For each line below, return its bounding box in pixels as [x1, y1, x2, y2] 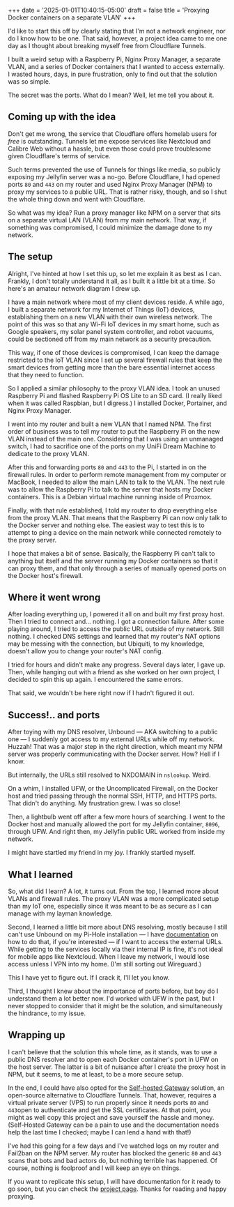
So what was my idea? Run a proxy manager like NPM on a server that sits [8, 208, 221, 217]
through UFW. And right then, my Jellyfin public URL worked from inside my [8, 828, 226, 836]
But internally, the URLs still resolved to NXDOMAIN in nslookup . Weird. [8, 770, 211, 780]
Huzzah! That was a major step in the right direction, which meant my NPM [8, 743, 224, 751]
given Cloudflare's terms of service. [8, 151, 111, 160]
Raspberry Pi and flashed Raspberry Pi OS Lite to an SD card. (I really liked [8, 391, 222, 400]
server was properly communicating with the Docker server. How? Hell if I [8, 750, 220, 759]
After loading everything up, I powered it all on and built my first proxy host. [8, 610, 225, 618]
